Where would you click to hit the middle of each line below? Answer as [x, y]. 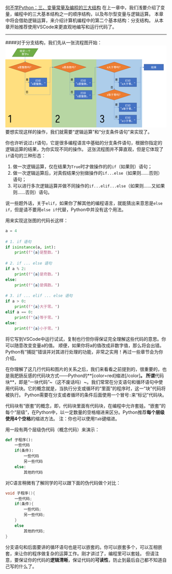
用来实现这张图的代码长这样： [37, 220]
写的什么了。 [23, 566]
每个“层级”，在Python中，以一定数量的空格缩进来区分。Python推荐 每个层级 [85, 412]
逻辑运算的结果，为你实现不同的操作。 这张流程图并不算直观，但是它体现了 [84, 149]
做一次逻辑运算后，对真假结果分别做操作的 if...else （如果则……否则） [88, 173]
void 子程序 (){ [20, 493]
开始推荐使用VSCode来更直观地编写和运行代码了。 [63, 27]
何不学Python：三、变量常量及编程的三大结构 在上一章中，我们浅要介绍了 [83, 7]
